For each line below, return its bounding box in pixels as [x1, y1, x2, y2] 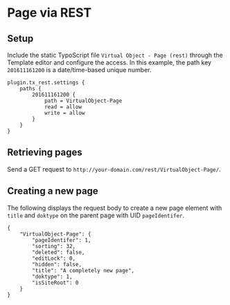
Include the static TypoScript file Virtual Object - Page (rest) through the [7, 51, 223, 59]
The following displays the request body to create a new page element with [7, 204, 222, 212]
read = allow [44, 104, 82, 110]
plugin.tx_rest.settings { [7, 79, 85, 86]
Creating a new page [7, 186, 98, 197]
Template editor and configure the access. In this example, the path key [7, 58, 212, 67]
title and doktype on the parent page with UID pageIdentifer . [7, 211, 185, 220]
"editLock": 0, [32, 255, 76, 262]
